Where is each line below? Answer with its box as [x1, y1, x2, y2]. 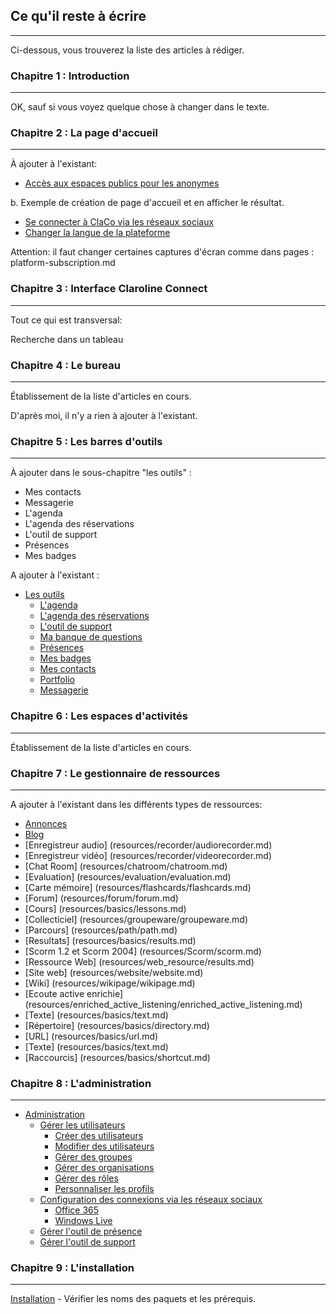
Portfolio [39, 674, 75, 686]
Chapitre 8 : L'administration [10, 1076, 152, 1090]
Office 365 [54, 1204, 100, 1216]
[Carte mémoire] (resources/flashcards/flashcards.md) [24, 881, 252, 893]
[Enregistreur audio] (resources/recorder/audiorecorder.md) [24, 839, 273, 851]
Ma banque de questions [39, 631, 143, 643]
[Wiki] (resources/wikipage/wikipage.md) [24, 977, 196, 989]
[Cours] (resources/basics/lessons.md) [24, 902, 187, 914]
